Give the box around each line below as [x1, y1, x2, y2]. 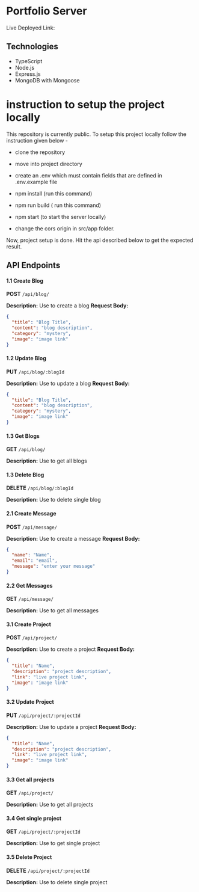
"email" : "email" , [11, 558, 58, 564]
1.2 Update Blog [6, 355, 47, 362]
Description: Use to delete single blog [6, 496, 101, 503]
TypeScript [14, 57, 43, 64]
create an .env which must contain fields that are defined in [14, 171, 162, 179]
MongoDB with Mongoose [14, 76, 80, 84]
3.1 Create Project [6, 621, 51, 628]
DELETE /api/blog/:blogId [6, 484, 74, 491]
